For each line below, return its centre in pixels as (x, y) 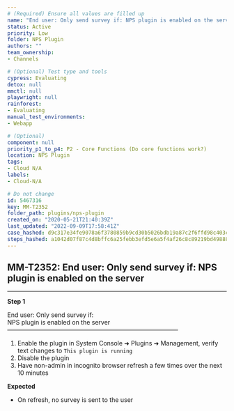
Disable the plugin (43, 358)
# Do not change (31, 194)
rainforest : (24, 104)
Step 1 (16, 302)
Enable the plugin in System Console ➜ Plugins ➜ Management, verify (118, 343)
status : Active (29, 26)
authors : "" (24, 46)
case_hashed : (26, 233)
